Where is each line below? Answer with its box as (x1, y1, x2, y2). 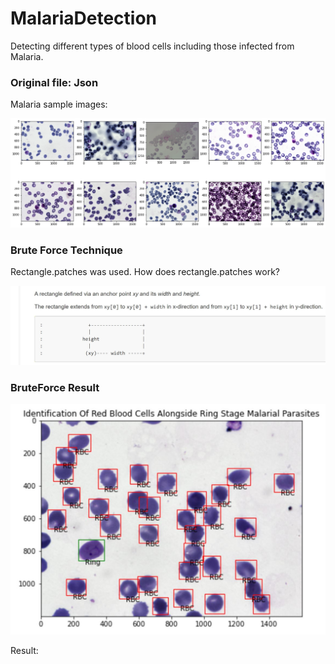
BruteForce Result (10, 380, 100, 394)
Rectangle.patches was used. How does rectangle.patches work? (10, 266, 280, 278)
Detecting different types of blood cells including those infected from (10, 40, 295, 52)
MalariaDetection (10, 7, 158, 30)
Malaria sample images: (10, 98, 108, 111)
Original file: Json (10, 75, 99, 89)
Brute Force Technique (10, 243, 123, 257)
